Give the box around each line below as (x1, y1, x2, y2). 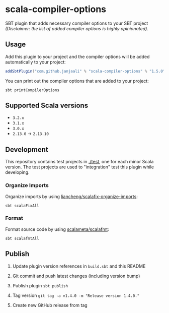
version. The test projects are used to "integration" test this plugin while (5, 164, 154, 170)
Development (5, 145, 49, 154)
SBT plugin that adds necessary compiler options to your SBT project (5, 20, 148, 26)
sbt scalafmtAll (5, 236, 39, 241)
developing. (5, 169, 30, 175)
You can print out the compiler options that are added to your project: (5, 78, 149, 84)
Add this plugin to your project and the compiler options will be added (5, 53, 150, 59)
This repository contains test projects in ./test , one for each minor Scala (5, 159, 154, 165)
